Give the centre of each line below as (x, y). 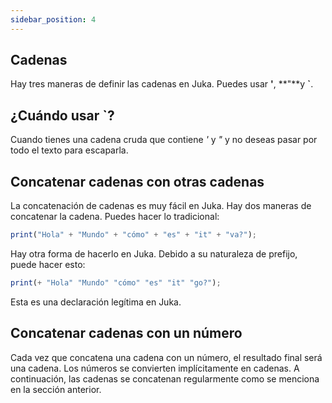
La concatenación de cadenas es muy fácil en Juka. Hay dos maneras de (161, 206)
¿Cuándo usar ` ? (62, 115)
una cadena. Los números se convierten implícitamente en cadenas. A (155, 368)
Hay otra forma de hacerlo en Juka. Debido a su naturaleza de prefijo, (154, 253)
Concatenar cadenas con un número (126, 333)
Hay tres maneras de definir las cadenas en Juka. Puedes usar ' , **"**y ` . (162, 84)
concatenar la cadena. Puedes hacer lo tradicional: (115, 217)
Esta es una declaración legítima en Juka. (96, 302)
